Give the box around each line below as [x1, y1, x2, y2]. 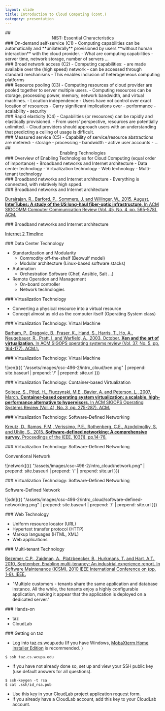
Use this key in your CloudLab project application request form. [12, 691, 141, 697]
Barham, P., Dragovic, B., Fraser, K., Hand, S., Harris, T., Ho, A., [5, 330, 133, 336]
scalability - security [5, 108, 47, 114]
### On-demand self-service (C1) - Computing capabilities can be [5, 40, 140, 46]
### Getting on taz [5, 630, 43, 636]
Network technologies [19, 286, 65, 293]
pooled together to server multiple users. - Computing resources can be [5, 87, 152, 93]
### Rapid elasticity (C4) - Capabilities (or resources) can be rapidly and [5, 114, 153, 120]
